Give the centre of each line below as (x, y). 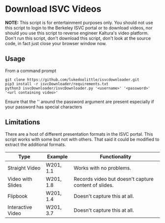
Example (57, 156)
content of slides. (94, 185)
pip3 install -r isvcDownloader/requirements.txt (57, 84)
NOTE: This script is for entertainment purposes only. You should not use (79, 23)
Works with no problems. (102, 168)
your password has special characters (44, 107)
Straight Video (24, 168)
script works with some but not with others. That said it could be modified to (82, 139)
